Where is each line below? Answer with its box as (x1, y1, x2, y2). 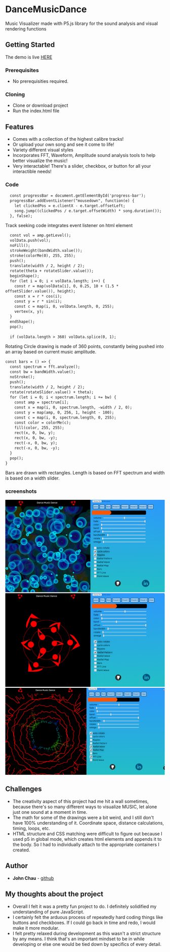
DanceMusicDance (5, 4, 87, 15)
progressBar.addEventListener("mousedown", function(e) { (10, 198, 135, 204)
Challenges (5, 785, 42, 794)
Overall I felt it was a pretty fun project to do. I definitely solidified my (12, 903, 157, 909)
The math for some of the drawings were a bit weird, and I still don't (12, 814, 154, 820)
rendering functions (5, 25, 47, 31)
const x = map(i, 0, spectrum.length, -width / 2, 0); (14, 405, 133, 410)
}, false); (10, 213, 33, 219)
